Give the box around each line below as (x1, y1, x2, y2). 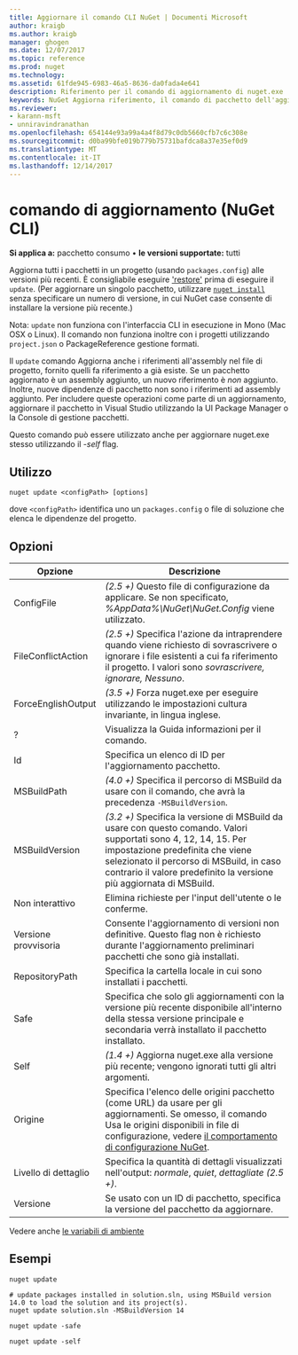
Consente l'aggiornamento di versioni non (105, 917, 279, 929)
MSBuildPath (13, 785, 68, 797)
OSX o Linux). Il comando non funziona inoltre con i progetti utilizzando (9, 329, 271, 340)
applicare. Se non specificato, (105, 591, 229, 603)
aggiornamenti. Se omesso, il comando (105, 1108, 268, 1120)
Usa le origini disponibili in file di (105, 1118, 239, 1131)
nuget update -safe (9, 1321, 82, 1330)
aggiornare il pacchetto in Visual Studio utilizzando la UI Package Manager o (9, 403, 289, 413)
